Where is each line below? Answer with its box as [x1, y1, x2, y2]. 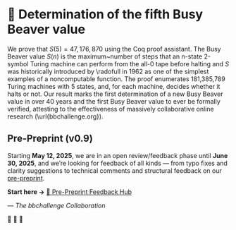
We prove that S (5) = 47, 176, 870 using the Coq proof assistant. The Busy [7, 44, 221, 53]
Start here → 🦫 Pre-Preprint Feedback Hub [7, 187, 132, 196]
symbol [7, 59, 29, 68]
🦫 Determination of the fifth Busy [7, 6, 203, 23]
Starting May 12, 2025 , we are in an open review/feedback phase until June [7, 151, 228, 159]
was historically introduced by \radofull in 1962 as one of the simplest [7, 67, 209, 75]
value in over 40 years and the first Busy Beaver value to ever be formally [7, 97, 221, 105]
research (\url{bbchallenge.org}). [7, 112, 104, 121]
